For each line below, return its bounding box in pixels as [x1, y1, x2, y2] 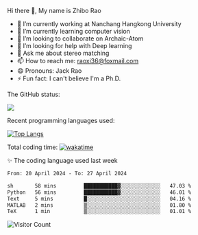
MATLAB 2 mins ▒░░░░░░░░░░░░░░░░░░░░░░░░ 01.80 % [7, 201, 192, 209]
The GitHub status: [7, 90, 60, 98]
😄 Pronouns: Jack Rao [16, 67, 82, 75]
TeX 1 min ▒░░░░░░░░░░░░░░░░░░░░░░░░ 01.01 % [7, 208, 192, 215]
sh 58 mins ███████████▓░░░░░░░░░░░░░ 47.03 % [7, 182, 192, 189]
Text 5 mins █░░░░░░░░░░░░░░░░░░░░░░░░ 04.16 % [7, 195, 192, 202]
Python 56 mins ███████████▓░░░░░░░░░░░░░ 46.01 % [7, 189, 192, 196]
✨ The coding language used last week [7, 157, 118, 164]
